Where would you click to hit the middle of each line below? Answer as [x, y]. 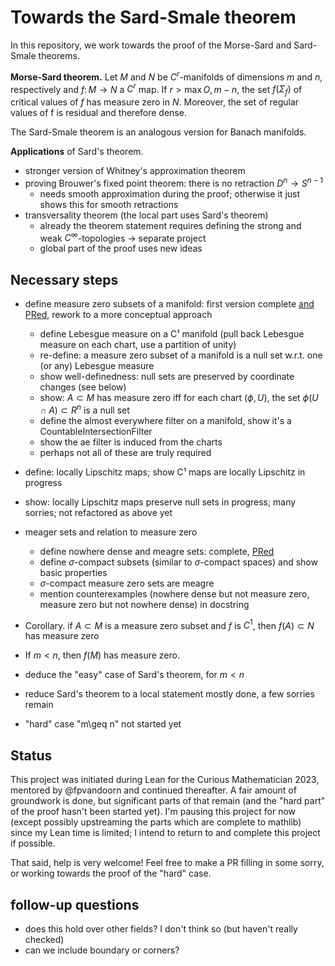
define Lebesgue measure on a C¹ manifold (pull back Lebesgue [172, 334]
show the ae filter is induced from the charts [131, 442]
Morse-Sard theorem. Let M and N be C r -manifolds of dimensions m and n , [166, 76]
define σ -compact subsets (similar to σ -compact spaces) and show [178, 562]
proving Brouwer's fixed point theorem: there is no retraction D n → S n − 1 [174, 182]
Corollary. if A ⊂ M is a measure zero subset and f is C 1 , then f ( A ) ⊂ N [169, 624]
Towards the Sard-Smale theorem [153, 17]
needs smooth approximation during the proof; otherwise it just [170, 193]
